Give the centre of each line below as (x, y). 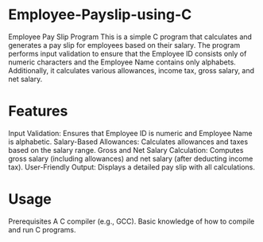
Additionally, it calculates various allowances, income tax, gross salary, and (131, 70)
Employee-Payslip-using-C (100, 15)
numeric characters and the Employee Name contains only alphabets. (122, 62)
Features (38, 111)
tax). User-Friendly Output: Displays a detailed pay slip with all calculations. (132, 167)
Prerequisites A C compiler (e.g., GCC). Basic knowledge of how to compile (131, 221)
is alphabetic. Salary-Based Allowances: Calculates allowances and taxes (128, 142)
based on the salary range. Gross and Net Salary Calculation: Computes (126, 150)
